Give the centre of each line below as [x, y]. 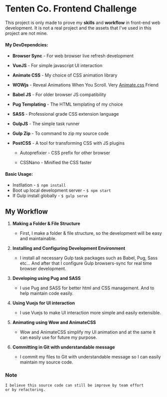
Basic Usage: [19, 174]
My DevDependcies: [27, 45]
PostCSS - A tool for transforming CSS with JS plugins [68, 143]
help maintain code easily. [47, 293]
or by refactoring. [25, 390]
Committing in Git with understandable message [64, 347]
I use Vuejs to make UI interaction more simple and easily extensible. [90, 313]
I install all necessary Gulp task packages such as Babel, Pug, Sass [89, 258]
